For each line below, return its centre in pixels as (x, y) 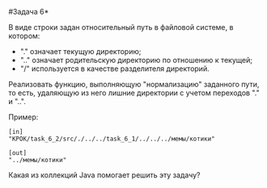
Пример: (23, 117)
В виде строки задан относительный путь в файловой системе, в (121, 27)
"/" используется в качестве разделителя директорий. (114, 69)
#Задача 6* (29, 12)
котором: (24, 36)
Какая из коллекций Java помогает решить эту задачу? (104, 175)
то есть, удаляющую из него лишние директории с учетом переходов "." (134, 93)
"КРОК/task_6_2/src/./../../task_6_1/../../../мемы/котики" (112, 139)
